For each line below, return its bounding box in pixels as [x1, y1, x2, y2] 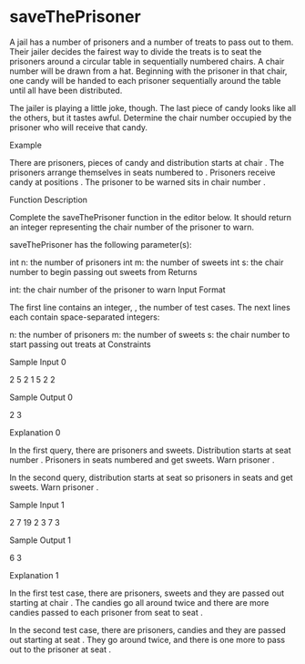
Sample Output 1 [9, 535, 71, 546]
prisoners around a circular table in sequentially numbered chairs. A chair [9, 56, 285, 66]
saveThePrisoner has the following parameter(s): [9, 239, 193, 250]
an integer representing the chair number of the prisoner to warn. [9, 221, 255, 232]
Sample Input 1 [9, 499, 66, 510]
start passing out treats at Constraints [9, 339, 152, 350]
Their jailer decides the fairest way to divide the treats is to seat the [9, 46, 262, 56]
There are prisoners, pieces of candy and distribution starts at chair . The [9, 157, 285, 168]
